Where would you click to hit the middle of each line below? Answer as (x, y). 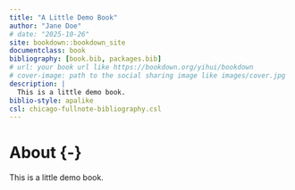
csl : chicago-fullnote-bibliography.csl (86, 109)
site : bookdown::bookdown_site (67, 42)
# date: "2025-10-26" (50, 34)
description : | (38, 84)
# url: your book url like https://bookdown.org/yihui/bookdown (131, 68)
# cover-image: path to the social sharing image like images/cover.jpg (147, 76)
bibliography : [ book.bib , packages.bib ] (86, 59)
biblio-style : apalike (51, 100)
